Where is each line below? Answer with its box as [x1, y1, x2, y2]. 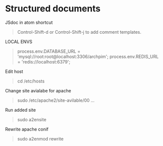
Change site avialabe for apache [5, 87, 71, 93]
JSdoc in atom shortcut [5, 19, 53, 25]
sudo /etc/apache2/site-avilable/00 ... [17, 97, 95, 103]
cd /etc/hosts [17, 78, 45, 84]
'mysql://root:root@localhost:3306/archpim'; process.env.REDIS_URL [17, 53, 159, 60]
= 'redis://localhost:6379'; [17, 59, 70, 65]
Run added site [5, 107, 36, 113]
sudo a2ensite [17, 116, 47, 122]
